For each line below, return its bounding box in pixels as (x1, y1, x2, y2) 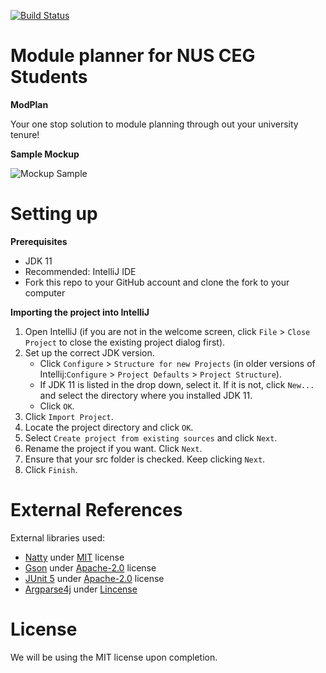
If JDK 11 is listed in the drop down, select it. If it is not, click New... (39, 378, 315, 390)
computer (24, 286, 66, 299)
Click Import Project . (24, 410, 114, 422)
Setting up (10, 203, 98, 225)
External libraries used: (10, 531, 106, 544)
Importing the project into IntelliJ (10, 306, 150, 318)
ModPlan (10, 98, 49, 110)
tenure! (10, 128, 40, 140)
